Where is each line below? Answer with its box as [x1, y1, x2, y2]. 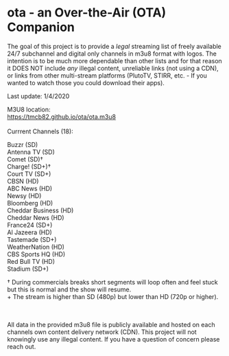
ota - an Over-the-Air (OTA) [7, 5, 167, 21]
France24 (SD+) [7, 221, 53, 229]
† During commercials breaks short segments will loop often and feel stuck [7, 278, 218, 286]
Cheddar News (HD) [7, 213, 64, 221]
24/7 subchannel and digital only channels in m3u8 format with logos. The [7, 49, 217, 58]
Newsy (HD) [7, 191, 42, 200]
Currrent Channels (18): [7, 127, 73, 135]
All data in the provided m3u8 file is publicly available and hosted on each [7, 320, 215, 329]
